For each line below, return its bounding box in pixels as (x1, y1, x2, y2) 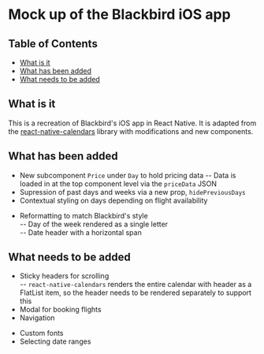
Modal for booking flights (19, 305, 102, 315)
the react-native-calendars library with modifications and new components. (8, 126, 254, 136)
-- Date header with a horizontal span (19, 227, 142, 237)
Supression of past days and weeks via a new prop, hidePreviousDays (19, 187, 246, 196)
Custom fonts (19, 329, 65, 338)
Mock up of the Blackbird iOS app (8, 6, 231, 24)
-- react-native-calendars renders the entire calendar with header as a (19, 280, 252, 289)
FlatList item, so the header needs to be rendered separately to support (19, 288, 252, 297)
